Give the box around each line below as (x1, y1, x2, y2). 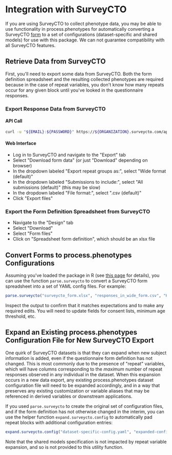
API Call (5, 118, 23, 124)
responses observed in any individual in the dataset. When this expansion (5, 371, 161, 377)
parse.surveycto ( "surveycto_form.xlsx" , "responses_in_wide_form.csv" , (5, 293, 161, 298)
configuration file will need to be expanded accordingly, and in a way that (5, 382, 160, 388)
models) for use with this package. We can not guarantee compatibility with (5, 37, 165, 43)
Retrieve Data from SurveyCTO (5, 57, 106, 66)
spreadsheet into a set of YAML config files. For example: (5, 283, 126, 290)
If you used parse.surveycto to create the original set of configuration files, (5, 403, 164, 409)
